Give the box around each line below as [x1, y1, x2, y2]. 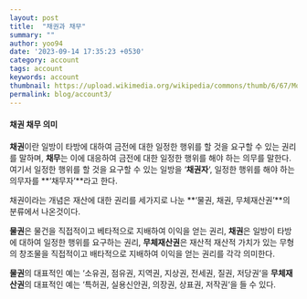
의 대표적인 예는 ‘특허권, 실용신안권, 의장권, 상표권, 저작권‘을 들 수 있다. [24, 279, 277, 290]
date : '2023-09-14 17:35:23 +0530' [9, 47, 145, 57]
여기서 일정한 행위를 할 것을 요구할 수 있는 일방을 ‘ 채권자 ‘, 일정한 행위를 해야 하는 [9, 163, 295, 174]
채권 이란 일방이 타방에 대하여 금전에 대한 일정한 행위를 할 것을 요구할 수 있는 [9, 140, 281, 151]
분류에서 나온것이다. [9, 206, 80, 217]
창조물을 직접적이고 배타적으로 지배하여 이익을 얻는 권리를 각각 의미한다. [18, 248, 276, 259]
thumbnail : [9, 81, 51, 90]
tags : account [9, 65, 64, 74]
